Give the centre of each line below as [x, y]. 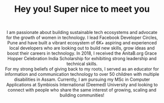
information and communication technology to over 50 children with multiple [82, 74]
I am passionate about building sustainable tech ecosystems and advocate [82, 32]
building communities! [82, 95]
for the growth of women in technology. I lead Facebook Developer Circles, [82, 37]
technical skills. [82, 64]
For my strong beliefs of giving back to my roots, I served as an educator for [82, 69]
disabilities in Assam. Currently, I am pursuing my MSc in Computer [82, 79]
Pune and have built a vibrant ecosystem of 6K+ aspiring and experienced [82, 42]
